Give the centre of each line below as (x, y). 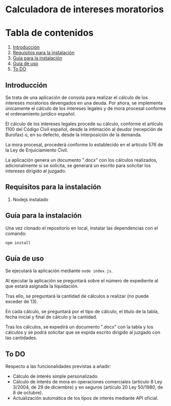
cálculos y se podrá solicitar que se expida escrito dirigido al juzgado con (83, 333)
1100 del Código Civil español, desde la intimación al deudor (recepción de (84, 129)
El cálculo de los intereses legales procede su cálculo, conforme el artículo (84, 124)
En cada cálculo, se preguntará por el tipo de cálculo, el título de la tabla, (82, 312)
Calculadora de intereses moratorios (84, 9)
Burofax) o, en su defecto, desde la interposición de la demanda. (74, 134)
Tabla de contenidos (49, 33)
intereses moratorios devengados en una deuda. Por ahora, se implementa (84, 103)
